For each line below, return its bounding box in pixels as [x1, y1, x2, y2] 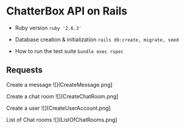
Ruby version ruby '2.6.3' [14, 24, 82, 31]
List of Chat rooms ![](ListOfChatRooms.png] [6, 116, 118, 123]
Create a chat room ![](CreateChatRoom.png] [6, 92, 119, 100]
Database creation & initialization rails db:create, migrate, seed [14, 36, 179, 43]
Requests [6, 65, 43, 75]
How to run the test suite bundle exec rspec [14, 47, 124, 55]
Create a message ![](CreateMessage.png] [6, 81, 113, 88]
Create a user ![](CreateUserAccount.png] [6, 104, 111, 112]
